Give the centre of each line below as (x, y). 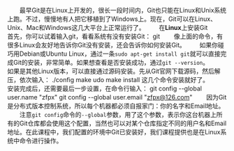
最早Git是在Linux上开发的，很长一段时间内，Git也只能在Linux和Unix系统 (123, 10)
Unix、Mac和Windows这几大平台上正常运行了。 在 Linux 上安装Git (108, 27)
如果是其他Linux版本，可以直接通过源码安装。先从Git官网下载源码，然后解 (114, 71)
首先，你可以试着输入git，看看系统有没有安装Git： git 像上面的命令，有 (115, 36)
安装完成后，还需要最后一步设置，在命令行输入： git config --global (105, 88)
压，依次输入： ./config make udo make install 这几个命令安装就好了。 (108, 80)
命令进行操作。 (41, 141)
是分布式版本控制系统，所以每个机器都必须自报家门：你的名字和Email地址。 (116, 106)
